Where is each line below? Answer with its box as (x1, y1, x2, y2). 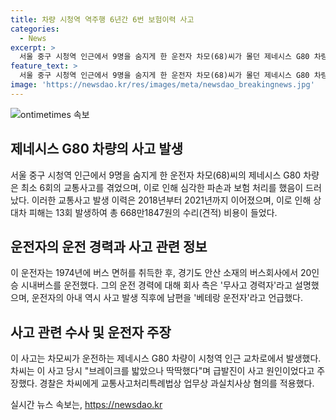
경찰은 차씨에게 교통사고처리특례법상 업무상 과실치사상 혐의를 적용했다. (39, 377, 315, 390)
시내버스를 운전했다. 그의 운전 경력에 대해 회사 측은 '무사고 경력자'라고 (20, 279, 293, 291)
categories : (10, 24, 60, 34)
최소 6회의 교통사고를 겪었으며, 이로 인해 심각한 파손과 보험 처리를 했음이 (20, 181, 304, 193)
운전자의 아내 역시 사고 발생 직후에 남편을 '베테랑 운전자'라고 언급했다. (31, 292, 303, 304)
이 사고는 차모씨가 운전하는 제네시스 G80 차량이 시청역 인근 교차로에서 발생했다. (10, 352, 322, 365)
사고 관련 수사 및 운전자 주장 (10, 324, 172, 341)
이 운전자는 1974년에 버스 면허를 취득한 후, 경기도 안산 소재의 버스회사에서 (10, 267, 299, 279)
